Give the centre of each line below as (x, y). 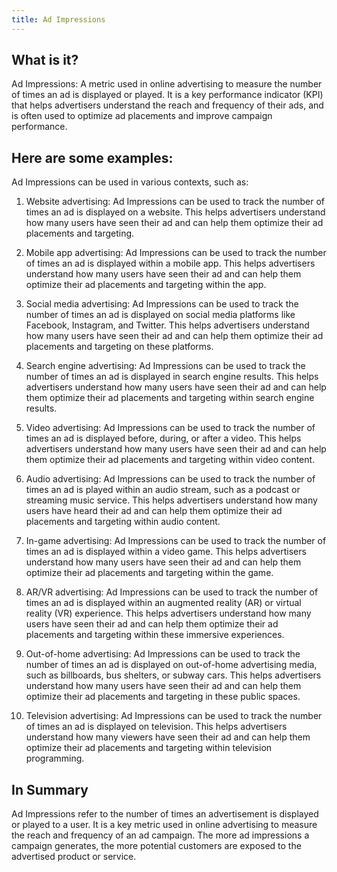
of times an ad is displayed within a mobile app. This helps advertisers (170, 263)
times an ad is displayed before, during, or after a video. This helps (163, 438)
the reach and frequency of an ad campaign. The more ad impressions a (160, 835)
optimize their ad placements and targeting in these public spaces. (163, 697)
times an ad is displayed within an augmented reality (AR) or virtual (163, 603)
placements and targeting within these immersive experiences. (155, 635)
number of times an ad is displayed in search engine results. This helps (172, 377)
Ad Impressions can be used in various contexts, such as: (130, 182)
